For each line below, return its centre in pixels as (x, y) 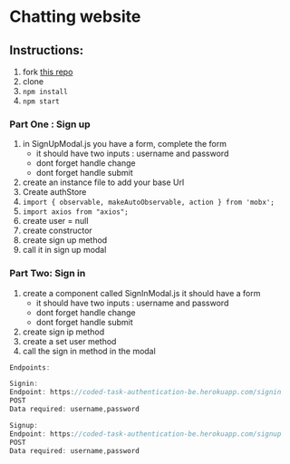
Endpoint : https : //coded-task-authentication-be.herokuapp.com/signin (145, 392)
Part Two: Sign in (48, 274)
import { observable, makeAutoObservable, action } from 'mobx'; (148, 203)
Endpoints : (30, 367)
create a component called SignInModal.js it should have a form (141, 293)
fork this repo (48, 72)
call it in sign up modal (64, 250)
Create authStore (54, 192)
